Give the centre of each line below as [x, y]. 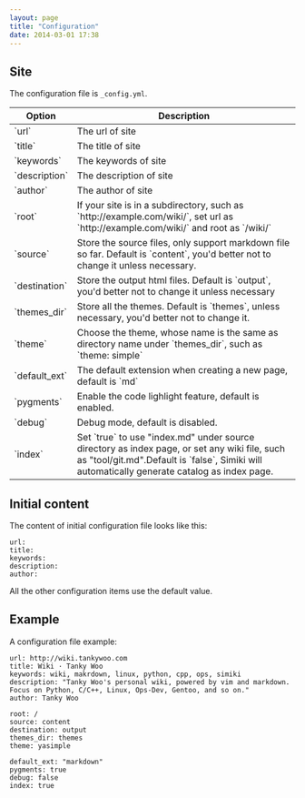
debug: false [34, 778]
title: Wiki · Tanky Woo [56, 666]
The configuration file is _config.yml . [79, 94]
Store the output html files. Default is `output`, [174, 280]
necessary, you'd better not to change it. [163, 318]
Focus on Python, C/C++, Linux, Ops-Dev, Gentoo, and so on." [129, 690]
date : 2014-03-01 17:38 [54, 35]
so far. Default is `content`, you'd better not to [174, 254]
